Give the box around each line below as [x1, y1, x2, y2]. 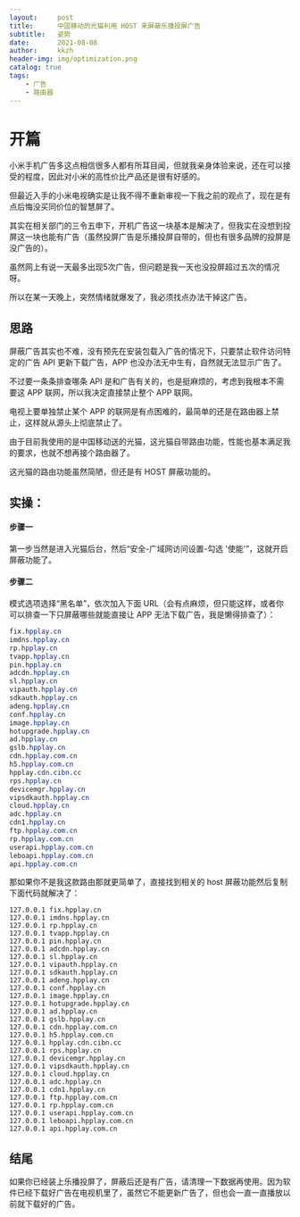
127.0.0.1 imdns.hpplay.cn [9, 913, 110, 922]
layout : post [9, 13, 74, 22]
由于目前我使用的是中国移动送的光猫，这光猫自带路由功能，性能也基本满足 [9, 437, 283, 447]
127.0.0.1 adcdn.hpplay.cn [9, 945, 110, 954]
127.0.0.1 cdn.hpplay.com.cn [9, 1023, 118, 1032]
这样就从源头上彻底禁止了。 [24, 417, 127, 429]
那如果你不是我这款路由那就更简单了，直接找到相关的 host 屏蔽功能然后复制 [9, 877, 288, 888]
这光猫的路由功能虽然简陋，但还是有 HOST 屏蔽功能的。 [9, 466, 216, 478]
